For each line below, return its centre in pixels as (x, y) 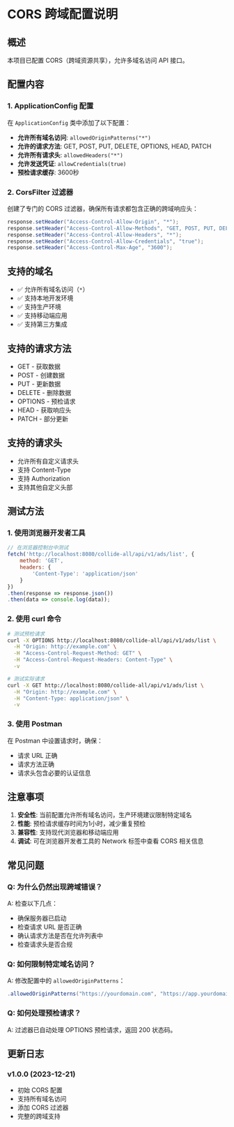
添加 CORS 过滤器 (43, 1107)
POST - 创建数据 (41, 375)
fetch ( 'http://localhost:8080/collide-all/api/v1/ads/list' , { (101, 554)
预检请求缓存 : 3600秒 (48, 172)
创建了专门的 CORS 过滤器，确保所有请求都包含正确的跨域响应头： (103, 208)
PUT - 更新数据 (39, 384)
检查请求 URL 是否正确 (49, 927)
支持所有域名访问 (42, 1099)
